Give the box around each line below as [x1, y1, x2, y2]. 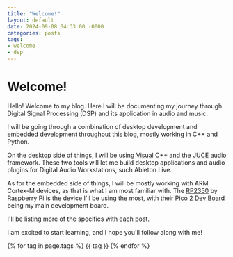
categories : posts [7, 29, 61, 37]
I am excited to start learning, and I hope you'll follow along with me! [7, 228, 203, 236]
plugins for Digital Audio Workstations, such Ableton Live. [7, 165, 172, 174]
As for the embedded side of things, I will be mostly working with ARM [7, 179, 209, 188]
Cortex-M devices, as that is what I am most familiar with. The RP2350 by [7, 186, 218, 194]
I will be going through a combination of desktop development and [7, 122, 198, 131]
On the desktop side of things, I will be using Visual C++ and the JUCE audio [7, 151, 227, 159]
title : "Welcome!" [7, 10, 61, 17]
